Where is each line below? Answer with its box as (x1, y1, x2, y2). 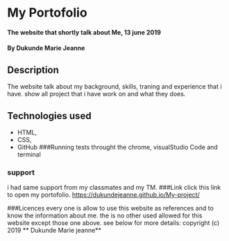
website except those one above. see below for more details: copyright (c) (7, 219, 220, 227)
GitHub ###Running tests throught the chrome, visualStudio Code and (17, 143, 219, 151)
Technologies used (7, 109, 92, 122)
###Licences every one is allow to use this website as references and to (7, 204, 214, 213)
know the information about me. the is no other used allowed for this (7, 211, 203, 220)
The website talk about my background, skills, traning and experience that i (7, 82, 222, 91)
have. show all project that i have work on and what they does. (7, 90, 186, 98)
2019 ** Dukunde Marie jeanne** (7, 226, 102, 235)
